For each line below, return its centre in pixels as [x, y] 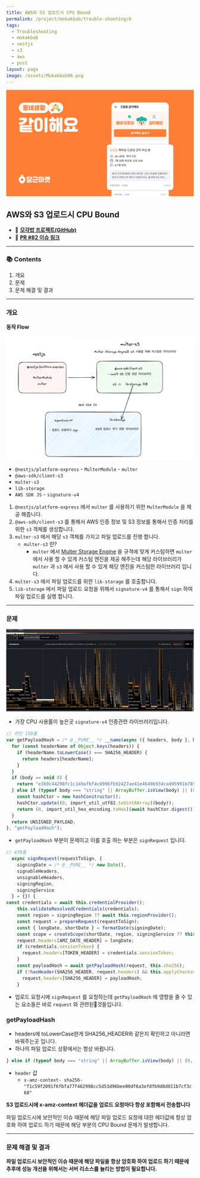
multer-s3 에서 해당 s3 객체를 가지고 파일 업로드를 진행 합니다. [87, 536]
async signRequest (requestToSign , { [57, 859]
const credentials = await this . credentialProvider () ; [76, 903]
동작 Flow [18, 327]
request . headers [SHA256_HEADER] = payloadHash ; [82, 978]
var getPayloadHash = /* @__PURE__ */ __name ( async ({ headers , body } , [98, 740]
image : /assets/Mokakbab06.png [45, 75]
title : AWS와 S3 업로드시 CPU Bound [49, 13]
